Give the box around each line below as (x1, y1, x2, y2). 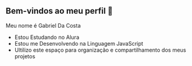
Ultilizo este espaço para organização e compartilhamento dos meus (14, 46, 187, 53)
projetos (14, 52, 36, 60)
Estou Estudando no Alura (14, 34, 79, 41)
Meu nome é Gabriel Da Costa (5, 22, 81, 29)
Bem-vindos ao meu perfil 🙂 (5, 6, 113, 16)
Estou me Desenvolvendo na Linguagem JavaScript (14, 40, 144, 47)
